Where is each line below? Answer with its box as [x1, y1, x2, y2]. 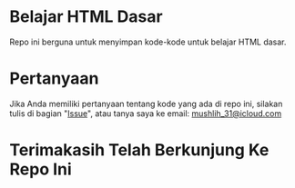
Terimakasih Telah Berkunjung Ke [9, 140, 270, 161]
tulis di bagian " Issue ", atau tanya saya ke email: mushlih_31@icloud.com [9, 107, 282, 119]
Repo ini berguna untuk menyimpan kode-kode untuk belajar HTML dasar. [9, 36, 287, 47]
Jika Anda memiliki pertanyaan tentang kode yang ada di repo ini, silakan [9, 98, 283, 109]
